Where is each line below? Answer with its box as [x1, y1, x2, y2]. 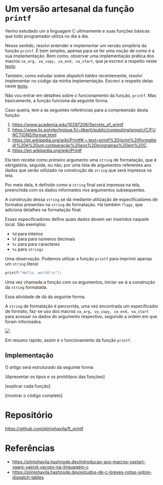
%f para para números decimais [12, 236, 75, 242]
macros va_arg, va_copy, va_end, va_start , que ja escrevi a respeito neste [5, 58, 157, 64]
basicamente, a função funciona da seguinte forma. [5, 97, 109, 103]
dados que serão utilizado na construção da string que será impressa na [5, 167, 152, 173]
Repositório [5, 410, 53, 420]
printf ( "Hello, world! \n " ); [5, 270, 62, 275]
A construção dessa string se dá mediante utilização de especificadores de [5, 196, 158, 202]
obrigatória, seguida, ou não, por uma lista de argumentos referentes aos [5, 162, 152, 168]
